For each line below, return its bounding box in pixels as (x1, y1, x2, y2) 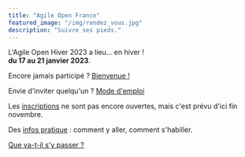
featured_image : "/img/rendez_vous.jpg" (8, 19, 143, 27)
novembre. (8, 110, 43, 119)
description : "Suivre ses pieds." (8, 26, 122, 34)
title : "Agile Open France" (8, 11, 101, 20)
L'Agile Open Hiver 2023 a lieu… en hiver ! (8, 48, 144, 57)
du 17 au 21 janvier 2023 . (8, 56, 91, 65)
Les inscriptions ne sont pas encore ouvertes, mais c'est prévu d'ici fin (8, 101, 238, 111)
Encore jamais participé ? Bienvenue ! (8, 71, 130, 81)
